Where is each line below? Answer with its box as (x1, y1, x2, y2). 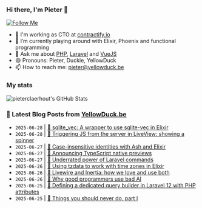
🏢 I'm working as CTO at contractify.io (15, 31, 110, 38)
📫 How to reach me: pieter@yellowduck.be (15, 64, 124, 71)
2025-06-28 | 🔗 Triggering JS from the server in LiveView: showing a (15, 130, 185, 137)
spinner (15, 136, 35, 144)
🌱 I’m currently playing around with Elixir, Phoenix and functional (15, 38, 176, 45)
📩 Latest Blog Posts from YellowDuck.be (6, 110, 127, 118)
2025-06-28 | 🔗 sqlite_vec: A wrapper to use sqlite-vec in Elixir (15, 124, 169, 131)
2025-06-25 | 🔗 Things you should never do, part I (15, 194, 138, 202)
